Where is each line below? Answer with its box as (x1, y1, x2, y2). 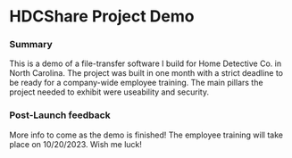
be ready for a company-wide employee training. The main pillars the (9, 78, 263, 88)
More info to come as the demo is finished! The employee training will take (9, 129, 284, 140)
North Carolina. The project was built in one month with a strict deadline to (9, 68, 284, 79)
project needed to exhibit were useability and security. (9, 87, 210, 97)
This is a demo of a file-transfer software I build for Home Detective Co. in (9, 58, 282, 69)
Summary (9, 38, 54, 51)
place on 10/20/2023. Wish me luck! (9, 138, 143, 149)
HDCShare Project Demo (9, 6, 195, 27)
